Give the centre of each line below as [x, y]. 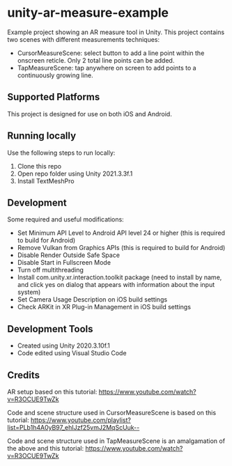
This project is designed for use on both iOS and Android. [90, 114]
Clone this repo [39, 166]
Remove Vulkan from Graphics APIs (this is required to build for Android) [121, 248]
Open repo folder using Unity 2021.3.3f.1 [75, 173]
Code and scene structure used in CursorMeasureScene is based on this [112, 413]
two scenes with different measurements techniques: [84, 39]
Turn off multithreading [50, 270]
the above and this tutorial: [46, 448]
